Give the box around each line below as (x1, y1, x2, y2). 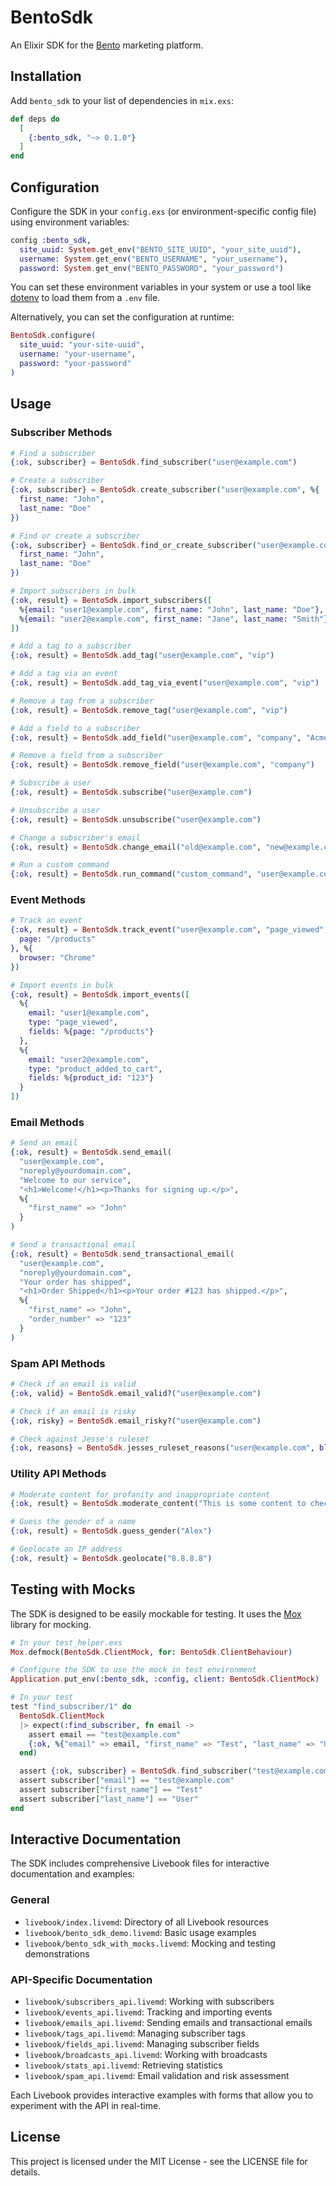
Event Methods (10, 893, 86, 907)
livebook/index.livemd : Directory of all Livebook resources (24, 1916, 269, 1928)
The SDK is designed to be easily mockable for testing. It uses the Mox (10, 1607, 302, 1620)
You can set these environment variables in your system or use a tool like (10, 281, 312, 293)
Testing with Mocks (10, 1581, 136, 1598)
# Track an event (10, 916, 83, 926)
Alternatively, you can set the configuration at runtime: (10, 311, 235, 323)
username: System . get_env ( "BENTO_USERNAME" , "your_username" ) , (19, 254, 288, 264)
